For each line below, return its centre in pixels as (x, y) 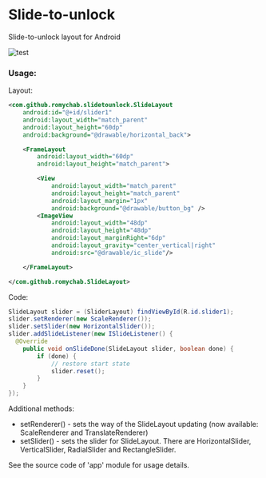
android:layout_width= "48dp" (99, 223)
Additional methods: (41, 408)
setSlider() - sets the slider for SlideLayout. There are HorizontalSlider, (135, 441)
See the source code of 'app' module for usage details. (99, 465)
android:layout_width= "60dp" (85, 157)
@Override (32, 341)
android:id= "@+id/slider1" (67, 113)
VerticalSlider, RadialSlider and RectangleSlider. (98, 450)
